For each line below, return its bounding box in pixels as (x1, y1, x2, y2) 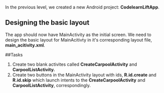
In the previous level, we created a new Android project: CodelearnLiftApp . (5, 4, 160, 10)
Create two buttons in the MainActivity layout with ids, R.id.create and (12, 72, 157, 78)
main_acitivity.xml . (5, 42, 46, 48)
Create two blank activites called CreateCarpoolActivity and (12, 61, 138, 67)
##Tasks (5, 51, 23, 57)
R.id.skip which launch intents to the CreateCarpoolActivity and (12, 77, 146, 83)
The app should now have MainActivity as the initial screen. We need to (5, 32, 152, 38)
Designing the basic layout (5, 18, 89, 27)
